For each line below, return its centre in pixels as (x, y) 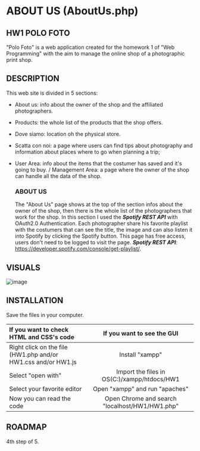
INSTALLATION (35, 301)
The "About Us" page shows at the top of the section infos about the (99, 204)
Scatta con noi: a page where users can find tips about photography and (104, 145)
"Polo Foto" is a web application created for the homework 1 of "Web (90, 47)
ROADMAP (26, 427)
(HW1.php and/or (34, 354)
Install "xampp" (141, 354)
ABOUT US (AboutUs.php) (72, 11)
